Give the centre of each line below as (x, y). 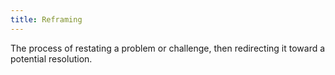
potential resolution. (51, 58)
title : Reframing (46, 19)
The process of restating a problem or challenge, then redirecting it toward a (168, 48)
